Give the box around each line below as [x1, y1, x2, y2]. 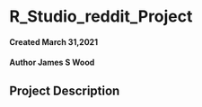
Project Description [9, 83, 120, 98]
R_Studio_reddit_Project [9, 6, 193, 27]
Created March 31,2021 [9, 36, 99, 47]
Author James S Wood [9, 57, 95, 68]
